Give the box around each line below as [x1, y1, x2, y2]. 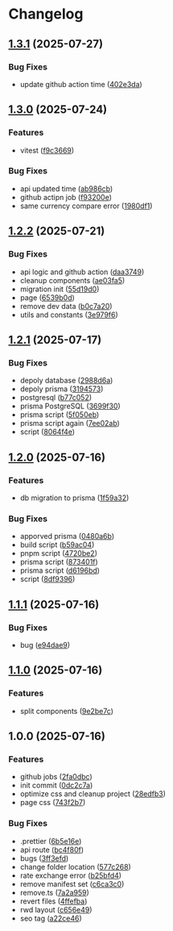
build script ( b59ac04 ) [19, 540, 95, 549]
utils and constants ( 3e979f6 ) [19, 310, 118, 319]
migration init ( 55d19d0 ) [19, 284, 100, 294]
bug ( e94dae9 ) [19, 640, 71, 649]
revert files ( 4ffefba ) [19, 896, 88, 906]
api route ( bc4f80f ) [19, 845, 84, 854]
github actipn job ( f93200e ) [19, 192, 113, 202]
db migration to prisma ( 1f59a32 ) [19, 493, 130, 503]
